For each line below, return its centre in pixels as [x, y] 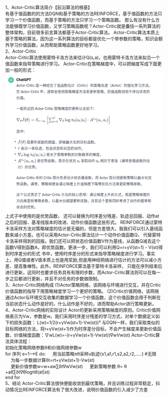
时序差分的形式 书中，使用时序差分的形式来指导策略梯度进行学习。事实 [82, 253]
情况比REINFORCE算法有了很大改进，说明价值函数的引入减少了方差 [79, 389]
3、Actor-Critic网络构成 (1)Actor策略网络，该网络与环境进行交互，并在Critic [83, 285]
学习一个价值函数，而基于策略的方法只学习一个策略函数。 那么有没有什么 [80, 20]
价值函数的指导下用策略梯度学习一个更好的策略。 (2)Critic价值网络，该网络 [82, 291]
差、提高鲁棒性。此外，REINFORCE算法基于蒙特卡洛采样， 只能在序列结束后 [84, 266]
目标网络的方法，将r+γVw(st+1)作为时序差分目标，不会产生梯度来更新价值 [81, 329]
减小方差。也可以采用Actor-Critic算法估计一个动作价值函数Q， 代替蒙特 [87, 235]
